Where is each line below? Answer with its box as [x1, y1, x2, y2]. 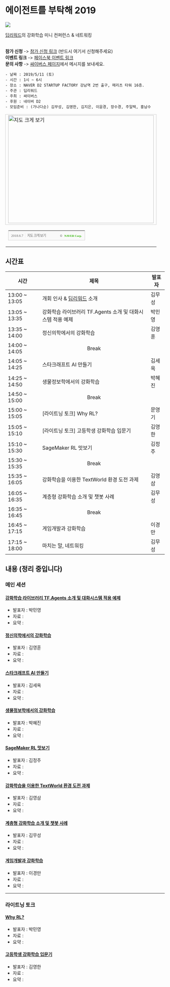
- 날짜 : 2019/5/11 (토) [5, 72, 55, 77]
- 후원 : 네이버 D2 [5, 99, 41, 104]
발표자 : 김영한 [12, 964, 41, 970]
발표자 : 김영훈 [12, 644, 41, 651]
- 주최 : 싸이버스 [5, 94, 38, 99]
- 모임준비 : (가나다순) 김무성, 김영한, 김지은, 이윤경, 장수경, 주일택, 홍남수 [5, 104, 151, 109]
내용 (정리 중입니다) [5, 565, 63, 573]
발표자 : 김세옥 [12, 682, 41, 688]
